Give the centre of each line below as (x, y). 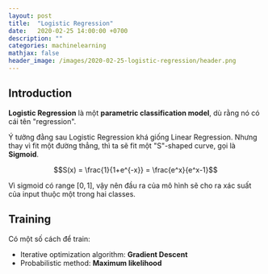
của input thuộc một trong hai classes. (72, 193)
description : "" (36, 38)
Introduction (40, 93)
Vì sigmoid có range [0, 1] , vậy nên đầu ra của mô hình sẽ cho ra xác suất (130, 185)
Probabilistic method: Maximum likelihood (91, 263)
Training (30, 220)
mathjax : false (34, 53)
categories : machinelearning (57, 46)
